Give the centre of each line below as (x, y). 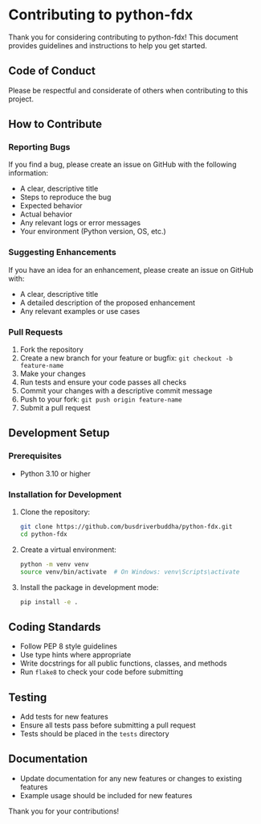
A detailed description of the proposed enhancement (107, 303)
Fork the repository (52, 350)
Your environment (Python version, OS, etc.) (93, 232)
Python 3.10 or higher (55, 473)
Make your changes (53, 374)
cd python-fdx (43, 534)
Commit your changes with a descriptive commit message (116, 391)
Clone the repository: (55, 512)
